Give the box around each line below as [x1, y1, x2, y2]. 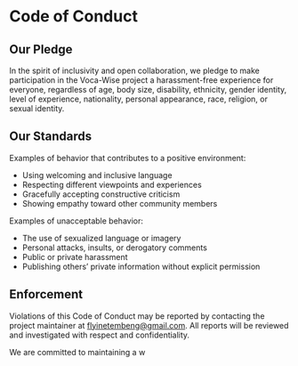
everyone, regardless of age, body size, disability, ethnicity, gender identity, [9, 85, 287, 94]
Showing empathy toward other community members [21, 198, 218, 208]
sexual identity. [9, 103, 65, 113]
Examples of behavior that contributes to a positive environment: [9, 152, 246, 163]
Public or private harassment [21, 251, 128, 262]
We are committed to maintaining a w [9, 346, 146, 357]
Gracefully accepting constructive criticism [21, 189, 181, 199]
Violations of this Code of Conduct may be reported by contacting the [9, 310, 265, 321]
